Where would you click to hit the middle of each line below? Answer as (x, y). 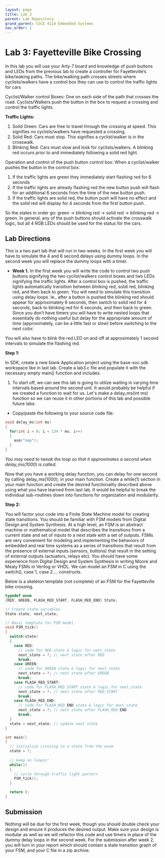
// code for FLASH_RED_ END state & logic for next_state (78, 705)
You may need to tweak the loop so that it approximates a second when (78, 459)
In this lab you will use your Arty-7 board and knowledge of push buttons (79, 66)
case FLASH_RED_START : (37, 682)
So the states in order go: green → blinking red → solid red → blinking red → (82, 213)
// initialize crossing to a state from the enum (61, 746)
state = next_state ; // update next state (54, 724)
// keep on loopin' (30, 760)
